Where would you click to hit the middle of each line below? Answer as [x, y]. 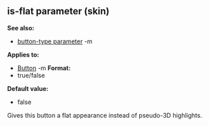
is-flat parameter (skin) [58, 11]
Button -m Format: [44, 67]
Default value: [28, 88]
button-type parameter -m [55, 41]
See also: [21, 28]
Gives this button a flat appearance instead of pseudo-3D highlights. [105, 115]
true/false [31, 75]
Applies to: [23, 54]
